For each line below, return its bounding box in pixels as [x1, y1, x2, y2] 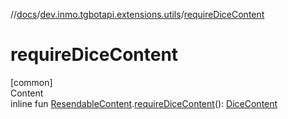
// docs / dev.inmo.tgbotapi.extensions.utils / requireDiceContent [10, 9, 265, 20]
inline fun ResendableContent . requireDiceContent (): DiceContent [10, 97, 278, 109]
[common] [10, 76, 53, 88]
